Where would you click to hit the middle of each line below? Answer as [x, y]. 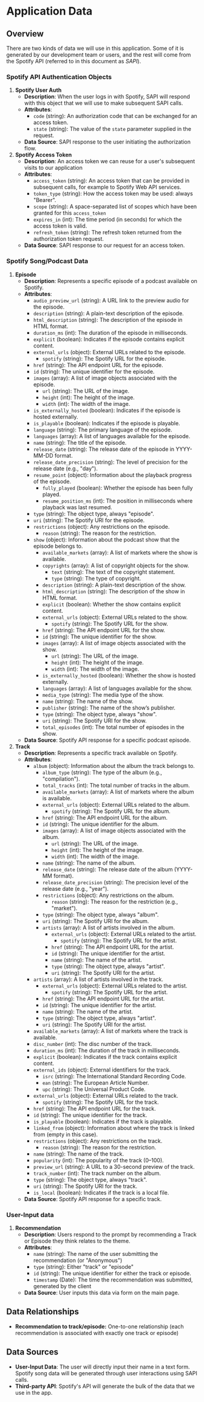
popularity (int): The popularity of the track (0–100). [98, 1160]
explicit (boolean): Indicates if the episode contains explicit [109, 339]
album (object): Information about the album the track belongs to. [114, 766]
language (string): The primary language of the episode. [103, 430]
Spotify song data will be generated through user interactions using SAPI [106, 1373]
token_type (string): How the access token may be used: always [113, 194]
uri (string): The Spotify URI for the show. [94, 720]
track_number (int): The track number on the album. [97, 1173]
